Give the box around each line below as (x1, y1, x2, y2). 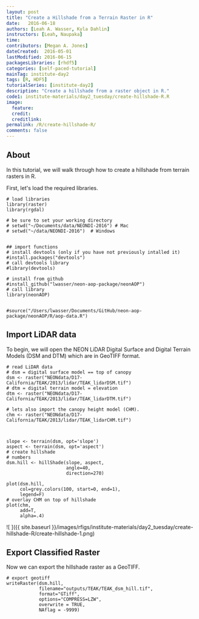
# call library (6, 286, 45, 292)
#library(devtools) (6, 265, 56, 271)
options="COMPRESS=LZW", (38, 597, 102, 603)
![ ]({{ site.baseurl (6, 523, 50, 530)
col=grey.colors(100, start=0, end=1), (19, 486, 121, 492)
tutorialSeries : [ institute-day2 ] (6, 83, 94, 89)
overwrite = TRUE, (38, 602, 86, 608)
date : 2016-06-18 (6, 20, 56, 26)
